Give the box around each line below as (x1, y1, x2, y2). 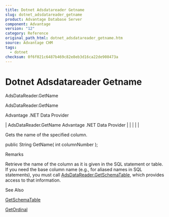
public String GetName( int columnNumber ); (5, 142, 98, 148)
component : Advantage (5, 21, 51, 27)
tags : (5, 45, 17, 50)
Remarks (5, 151, 24, 157)
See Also (5, 187, 24, 193)
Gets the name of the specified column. (5, 132, 87, 138)
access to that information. (5, 177, 61, 183)
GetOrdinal (5, 206, 28, 212)
